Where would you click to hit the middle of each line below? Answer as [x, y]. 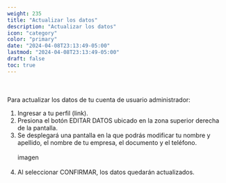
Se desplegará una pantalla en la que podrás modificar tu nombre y [114, 135]
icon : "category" [32, 33]
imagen [28, 157]
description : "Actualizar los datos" [62, 26]
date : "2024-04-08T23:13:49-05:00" [59, 46]
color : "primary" [32, 40]
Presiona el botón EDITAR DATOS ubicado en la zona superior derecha [118, 120]
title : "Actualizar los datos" [53, 20]
